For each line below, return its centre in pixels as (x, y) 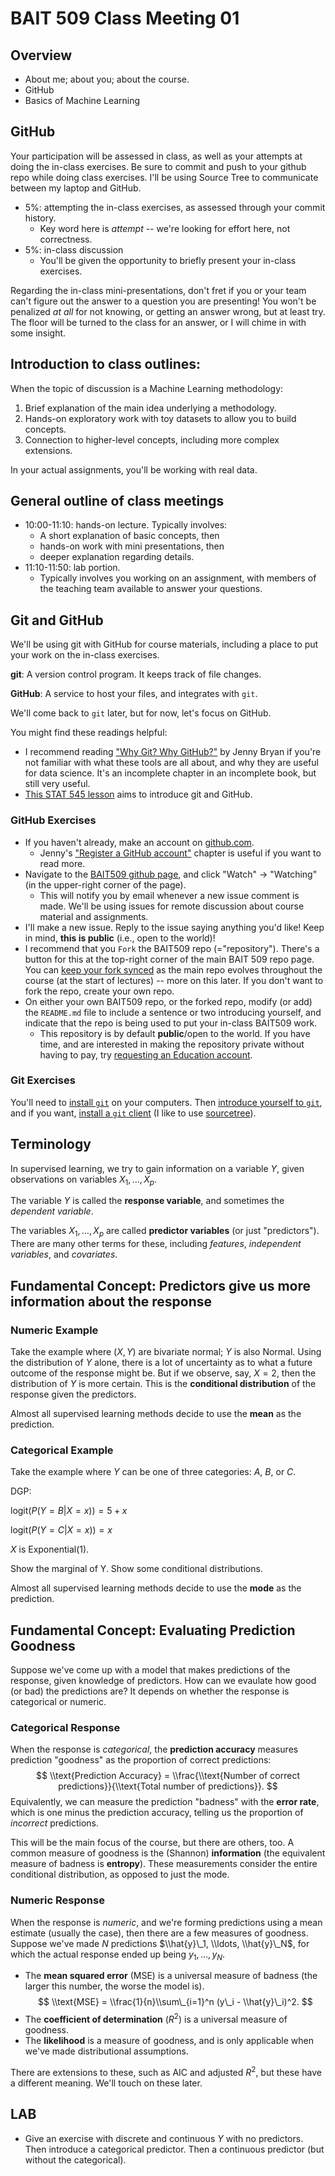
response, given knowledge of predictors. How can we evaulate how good (163, 1681)
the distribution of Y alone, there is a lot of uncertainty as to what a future (161, 1362)
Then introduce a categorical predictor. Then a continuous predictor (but (174, 2149)
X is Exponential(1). (50, 1549)
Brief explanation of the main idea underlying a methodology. (150, 408)
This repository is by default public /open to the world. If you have (175, 1033)
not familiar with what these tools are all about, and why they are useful (171, 763)
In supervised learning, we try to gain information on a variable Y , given (157, 1168)
